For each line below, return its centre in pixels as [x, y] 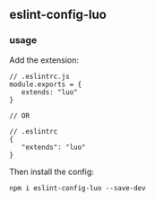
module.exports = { [46, 84]
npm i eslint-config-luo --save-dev [77, 188]
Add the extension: [44, 60]
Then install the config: [52, 171]
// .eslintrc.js [39, 76]
